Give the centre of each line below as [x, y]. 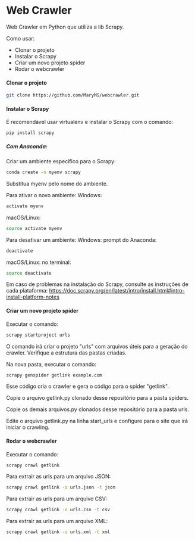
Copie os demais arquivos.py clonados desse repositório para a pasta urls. [97, 409]
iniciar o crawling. [28, 427]
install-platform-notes [33, 297]
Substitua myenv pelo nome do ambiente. [57, 184]
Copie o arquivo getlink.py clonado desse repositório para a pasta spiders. [97, 398]
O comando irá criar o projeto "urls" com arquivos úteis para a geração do [97, 346]
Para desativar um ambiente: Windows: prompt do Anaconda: [81, 240]
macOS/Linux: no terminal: [39, 262]
